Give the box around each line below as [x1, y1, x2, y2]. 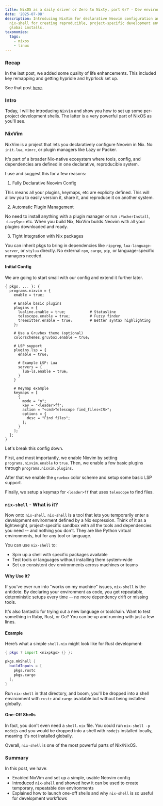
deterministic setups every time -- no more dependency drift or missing [5, 594, 148, 600]
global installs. [9, 25, 45, 30]
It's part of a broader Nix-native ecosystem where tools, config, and [5, 156, 141, 162]
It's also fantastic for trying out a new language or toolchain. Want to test [5, 609, 151, 614]
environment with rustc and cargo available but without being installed [5, 695, 146, 701]
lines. [5, 619, 16, 625]
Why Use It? [5, 573, 30, 579]
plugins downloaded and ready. [5, 224, 68, 230]
